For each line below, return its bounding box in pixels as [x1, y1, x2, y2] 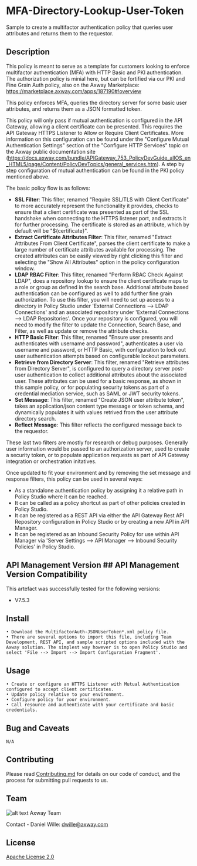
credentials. [6, 707, 38, 713]
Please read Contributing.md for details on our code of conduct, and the [6, 770, 181, 777]
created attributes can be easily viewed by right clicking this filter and [14, 252, 184, 259]
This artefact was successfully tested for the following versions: [6, 585, 161, 592]
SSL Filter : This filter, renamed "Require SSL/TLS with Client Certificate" [14, 196, 189, 203]
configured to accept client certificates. [6, 686, 114, 693]
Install [6, 613, 29, 623]
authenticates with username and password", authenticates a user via [14, 340, 184, 347]
